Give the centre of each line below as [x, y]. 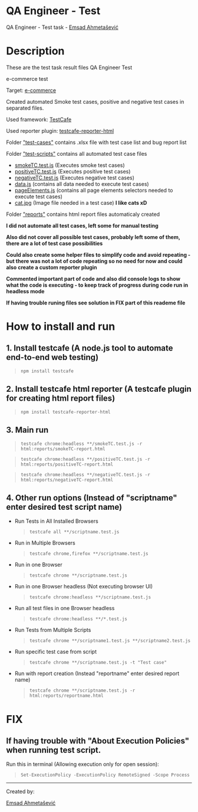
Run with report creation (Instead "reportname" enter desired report [97, 673]
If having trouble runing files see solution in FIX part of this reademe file [96, 303]
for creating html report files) [61, 399]
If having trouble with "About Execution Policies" [98, 741]
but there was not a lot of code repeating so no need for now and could [94, 261]
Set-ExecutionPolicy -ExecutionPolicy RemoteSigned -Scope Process [105, 775]
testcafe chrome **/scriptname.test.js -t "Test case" [98, 663]
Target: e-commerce [31, 90]
